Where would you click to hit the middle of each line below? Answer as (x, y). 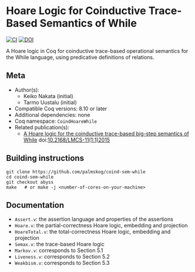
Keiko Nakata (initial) (48, 96)
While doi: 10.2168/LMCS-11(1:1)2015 (67, 140)
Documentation (35, 205)
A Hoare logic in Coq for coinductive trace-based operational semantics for (97, 51)
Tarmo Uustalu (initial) (50, 102)
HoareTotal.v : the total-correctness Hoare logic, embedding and (93, 232)
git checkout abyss (30, 182)
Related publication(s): (42, 127)
